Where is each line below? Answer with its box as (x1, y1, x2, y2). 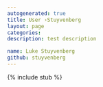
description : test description (7, 36, 97, 42)
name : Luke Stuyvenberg (7, 48, 76, 55)
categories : (7, 29, 41, 36)
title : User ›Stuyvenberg (7, 16, 81, 23)
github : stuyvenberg (7, 54, 67, 62)
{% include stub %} (7, 73, 63, 81)
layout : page (7, 23, 45, 29)
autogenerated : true (7, 10, 67, 17)
